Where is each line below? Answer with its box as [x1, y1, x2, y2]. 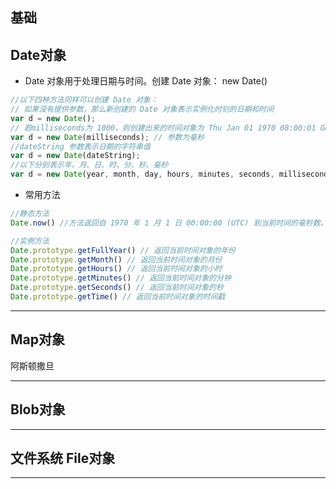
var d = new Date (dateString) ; [10, 151, 141, 161]
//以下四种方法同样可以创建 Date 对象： [10, 95, 158, 105]
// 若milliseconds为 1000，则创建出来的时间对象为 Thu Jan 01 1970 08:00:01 [10, 123, 317, 133]
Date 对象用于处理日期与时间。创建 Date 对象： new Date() [24, 75, 268, 87]
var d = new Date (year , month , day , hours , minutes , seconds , [10, 169, 275, 180]
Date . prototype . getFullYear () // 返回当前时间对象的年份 [10, 245, 236, 255]
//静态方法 [10, 209, 50, 219]
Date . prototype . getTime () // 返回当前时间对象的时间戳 [10, 292, 226, 302]
